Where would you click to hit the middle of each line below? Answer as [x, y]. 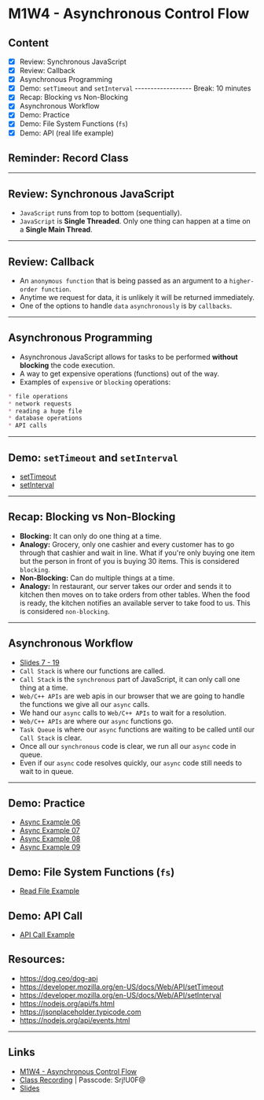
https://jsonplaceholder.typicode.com [80, 1012]
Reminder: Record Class [68, 158]
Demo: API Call [45, 915]
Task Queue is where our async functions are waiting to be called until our [137, 729]
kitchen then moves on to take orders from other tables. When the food [134, 594]
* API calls [27, 426]
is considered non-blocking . [64, 611]
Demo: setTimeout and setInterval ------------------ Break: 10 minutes [135, 88]
